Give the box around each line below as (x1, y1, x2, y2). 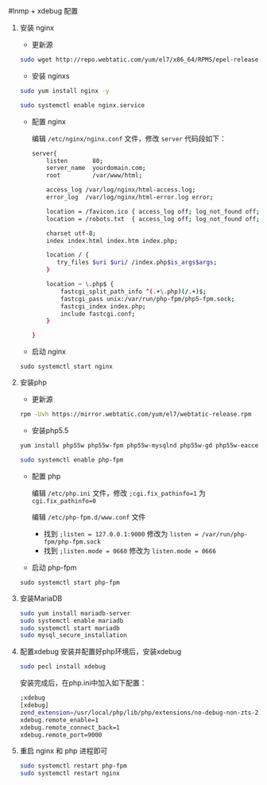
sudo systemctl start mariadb (19, 624, 121, 632)
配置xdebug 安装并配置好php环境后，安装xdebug (19, 647, 182, 656)
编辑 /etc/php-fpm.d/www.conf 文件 (31, 512, 146, 521)
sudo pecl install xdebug (19, 663, 106, 671)
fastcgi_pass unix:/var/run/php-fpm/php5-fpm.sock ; (60, 295, 235, 303)
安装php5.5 (31, 426, 69, 435)
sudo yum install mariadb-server (19, 609, 131, 617)
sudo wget (19, 56, 53, 64)
